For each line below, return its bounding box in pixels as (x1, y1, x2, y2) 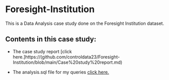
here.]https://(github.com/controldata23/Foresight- (12, 54, 120, 60)
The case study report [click (12, 48, 72, 54)
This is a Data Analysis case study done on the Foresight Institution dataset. (5, 20, 164, 26)
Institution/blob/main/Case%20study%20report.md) (12, 59, 123, 65)
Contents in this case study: (5, 35, 97, 44)
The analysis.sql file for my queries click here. (12, 69, 109, 75)
